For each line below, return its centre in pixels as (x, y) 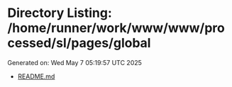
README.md (36, 76)
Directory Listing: (60, 13)
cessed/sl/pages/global (79, 43)
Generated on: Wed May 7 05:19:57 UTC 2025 (74, 62)
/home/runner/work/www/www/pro (116, 28)
